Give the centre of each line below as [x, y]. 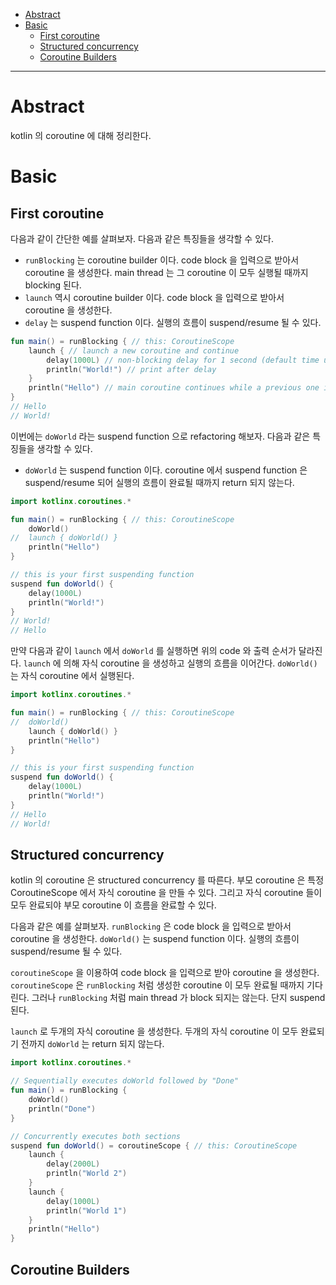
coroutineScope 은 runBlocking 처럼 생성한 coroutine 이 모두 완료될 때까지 [157, 985]
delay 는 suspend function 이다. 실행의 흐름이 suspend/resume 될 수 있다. [173, 322]
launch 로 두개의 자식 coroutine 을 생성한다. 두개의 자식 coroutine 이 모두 [154, 1031]
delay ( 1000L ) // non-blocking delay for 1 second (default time [183, 360]
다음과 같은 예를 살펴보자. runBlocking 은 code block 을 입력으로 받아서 [151, 926]
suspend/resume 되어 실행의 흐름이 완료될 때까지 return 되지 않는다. [159, 482]
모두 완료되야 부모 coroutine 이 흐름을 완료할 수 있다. [113, 905]
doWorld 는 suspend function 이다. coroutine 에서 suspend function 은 [166, 470]
